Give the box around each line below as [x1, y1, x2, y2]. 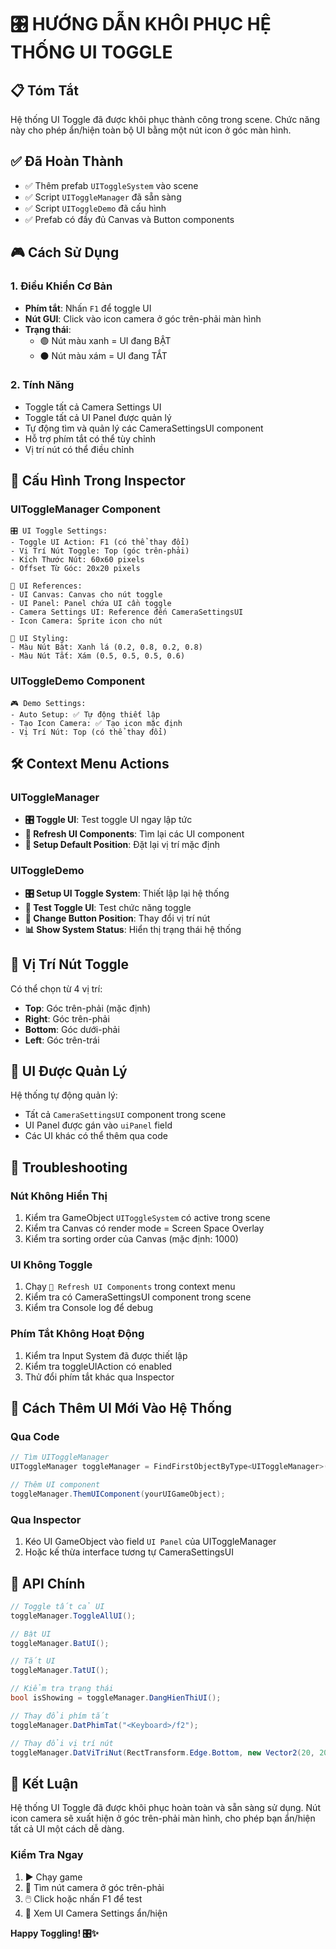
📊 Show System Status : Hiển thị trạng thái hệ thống [24, 923, 242, 935]
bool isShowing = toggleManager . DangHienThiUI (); [10, 1693, 222, 1703]
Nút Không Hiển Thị [10, 1189, 108, 1203]
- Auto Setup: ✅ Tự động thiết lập [10, 709, 161, 720]
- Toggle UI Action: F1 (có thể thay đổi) [10, 537, 190, 548]
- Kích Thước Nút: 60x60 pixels [10, 555, 145, 565]
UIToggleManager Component [10, 502, 161, 516]
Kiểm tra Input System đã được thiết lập [24, 1349, 188, 1361]
